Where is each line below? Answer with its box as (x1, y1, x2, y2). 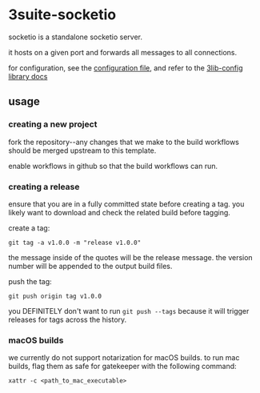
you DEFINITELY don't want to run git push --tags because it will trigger (8, 306, 250, 315)
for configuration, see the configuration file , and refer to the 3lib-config (8, 62, 243, 73)
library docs (8, 71, 48, 81)
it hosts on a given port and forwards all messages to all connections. (8, 47, 238, 57)
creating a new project (8, 118, 98, 130)
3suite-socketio (8, 6, 117, 24)
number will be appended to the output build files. (8, 261, 173, 271)
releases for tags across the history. (8, 315, 127, 324)
